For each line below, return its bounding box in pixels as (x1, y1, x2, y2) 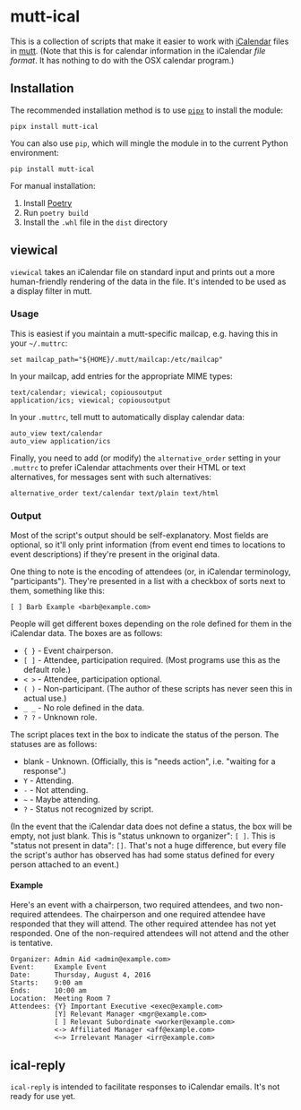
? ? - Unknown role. (22, 712, 98, 723)
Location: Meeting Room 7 (10, 994, 111, 1003)
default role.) (22, 665, 71, 675)
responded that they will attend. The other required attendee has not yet (10, 918, 277, 929)
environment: (10, 147, 59, 158)
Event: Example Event (10, 963, 107, 972)
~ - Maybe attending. (22, 795, 101, 805)
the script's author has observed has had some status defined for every (10, 849, 276, 861)
